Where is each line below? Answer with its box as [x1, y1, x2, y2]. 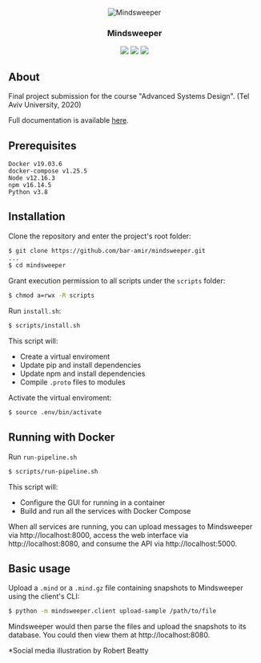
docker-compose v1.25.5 [8, 167, 88, 175]
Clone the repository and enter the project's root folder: [8, 231, 191, 241]
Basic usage [8, 562, 70, 576]
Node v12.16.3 [8, 173, 56, 182]
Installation [8, 209, 66, 224]
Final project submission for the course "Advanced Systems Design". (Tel [8, 92, 250, 101]
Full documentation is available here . [8, 116, 130, 125]
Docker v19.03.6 [8, 160, 62, 168]
